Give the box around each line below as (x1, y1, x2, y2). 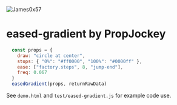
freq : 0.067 (17, 70, 47, 76)
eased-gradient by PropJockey (6, 27, 166, 41)
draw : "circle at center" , (17, 52, 85, 59)
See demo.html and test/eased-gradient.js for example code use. (6, 92, 172, 100)
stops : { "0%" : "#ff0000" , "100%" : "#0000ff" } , (17, 58, 142, 64)
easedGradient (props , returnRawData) (12, 81, 107, 87)
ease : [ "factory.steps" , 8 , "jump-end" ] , (17, 64, 123, 70)
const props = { (12, 47, 53, 53)
